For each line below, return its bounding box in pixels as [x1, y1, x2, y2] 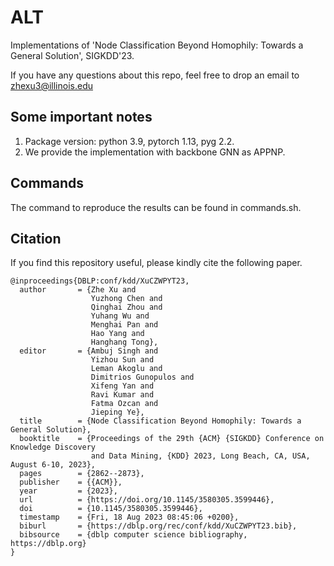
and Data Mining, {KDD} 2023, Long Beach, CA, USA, [90, 451, 311, 461]
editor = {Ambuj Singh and [19, 346, 159, 356]
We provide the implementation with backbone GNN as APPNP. [24, 146, 286, 158]
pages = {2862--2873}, [19, 469, 145, 479]
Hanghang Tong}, [90, 337, 159, 348]
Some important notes [10, 109, 153, 126]
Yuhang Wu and [90, 311, 150, 321]
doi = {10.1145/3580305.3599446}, [19, 504, 203, 514]
